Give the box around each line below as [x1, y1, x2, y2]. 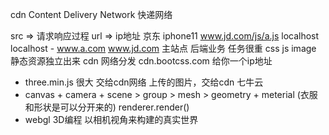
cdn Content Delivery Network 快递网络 [10, 9, 173, 20]
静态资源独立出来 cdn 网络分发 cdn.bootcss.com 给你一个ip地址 [10, 55, 273, 67]
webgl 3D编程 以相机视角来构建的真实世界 [24, 114, 199, 125]
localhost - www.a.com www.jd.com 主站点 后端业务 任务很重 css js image [10, 43, 317, 54]
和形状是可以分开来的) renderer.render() [24, 101, 190, 113]
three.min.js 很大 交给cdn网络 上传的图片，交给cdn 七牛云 [24, 76, 264, 88]
